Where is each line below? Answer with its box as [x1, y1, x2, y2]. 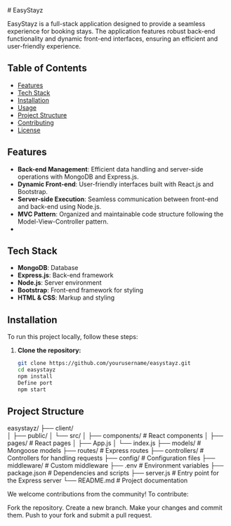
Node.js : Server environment [17, 278, 102, 287]
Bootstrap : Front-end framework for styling [17, 286, 144, 295]
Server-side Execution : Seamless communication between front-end [17, 195, 219, 203]
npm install [17, 373, 53, 380]
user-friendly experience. [7, 42, 81, 50]
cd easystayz [17, 366, 56, 373]
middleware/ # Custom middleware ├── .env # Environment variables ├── [7, 461, 224, 470]
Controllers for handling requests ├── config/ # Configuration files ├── [7, 454, 216, 463]
